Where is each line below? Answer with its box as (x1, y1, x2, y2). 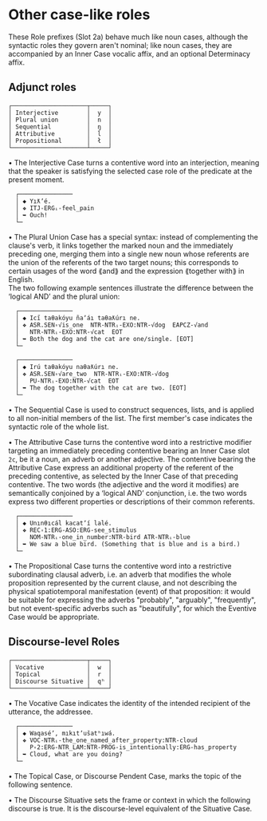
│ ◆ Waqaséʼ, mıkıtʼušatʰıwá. (15, 729, 116, 737)
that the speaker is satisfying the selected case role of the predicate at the (8, 166, 253, 176)
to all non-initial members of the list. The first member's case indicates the (8, 413, 253, 422)
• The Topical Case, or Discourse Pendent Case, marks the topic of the (8, 771, 241, 780)
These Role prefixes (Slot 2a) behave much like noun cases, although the (8, 32, 249, 42)
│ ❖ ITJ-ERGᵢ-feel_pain (15, 204, 94, 212)
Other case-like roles (8, 6, 151, 24)
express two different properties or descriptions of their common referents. (8, 497, 255, 506)
